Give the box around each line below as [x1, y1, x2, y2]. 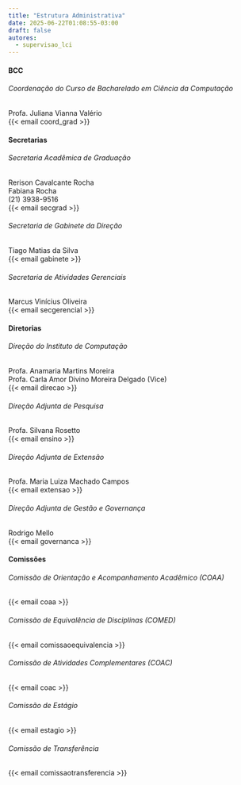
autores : [8, 33, 37, 42]
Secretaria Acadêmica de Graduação [8, 153, 131, 163]
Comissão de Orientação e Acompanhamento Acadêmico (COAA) [8, 572, 224, 582]
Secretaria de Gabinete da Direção [8, 221, 123, 231]
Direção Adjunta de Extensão [8, 452, 105, 461]
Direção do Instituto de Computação [8, 342, 128, 351]
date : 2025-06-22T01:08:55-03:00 [8, 19, 119, 27]
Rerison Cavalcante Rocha [8, 178, 94, 187]
